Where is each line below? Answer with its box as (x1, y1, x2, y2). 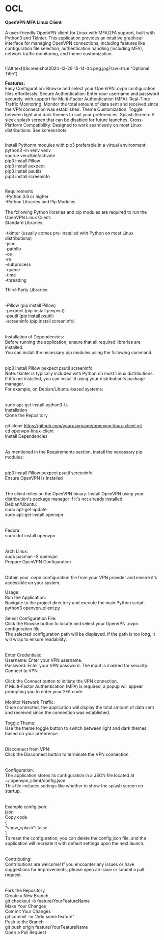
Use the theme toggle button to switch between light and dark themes (5, 725, 147, 731)
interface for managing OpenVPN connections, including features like (5, 40, 145, 46)
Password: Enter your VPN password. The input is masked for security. (5, 662, 149, 668)
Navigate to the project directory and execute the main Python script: (5, 599, 145, 606)
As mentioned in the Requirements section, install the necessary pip (5, 449, 142, 454)
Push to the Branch (5, 919, 44, 925)
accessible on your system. (5, 580, 60, 585)
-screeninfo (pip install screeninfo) (5, 318, 75, 324)
